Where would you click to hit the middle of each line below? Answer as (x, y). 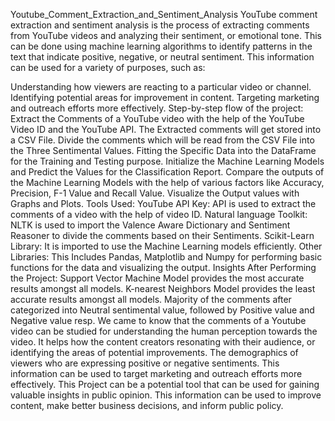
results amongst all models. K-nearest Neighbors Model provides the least (163, 288)
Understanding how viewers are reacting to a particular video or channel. (161, 87)
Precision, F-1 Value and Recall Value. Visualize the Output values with (155, 193)
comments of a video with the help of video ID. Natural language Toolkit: (159, 214)
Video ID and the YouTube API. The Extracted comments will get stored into (166, 129)
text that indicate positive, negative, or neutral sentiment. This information (162, 57)
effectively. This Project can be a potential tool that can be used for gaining (165, 384)
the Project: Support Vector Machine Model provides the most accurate (157, 278)
